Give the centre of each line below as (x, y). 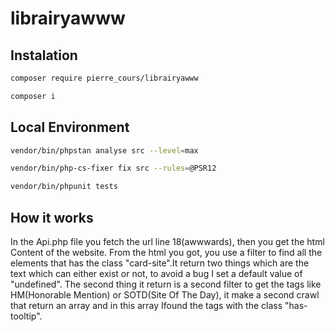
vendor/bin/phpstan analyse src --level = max (104, 150)
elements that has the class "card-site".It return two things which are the (160, 263)
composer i (33, 96)
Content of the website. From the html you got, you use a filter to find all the (166, 252)
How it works (52, 217)
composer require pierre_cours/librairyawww (104, 78)
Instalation (44, 55)
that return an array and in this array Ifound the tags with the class (146, 305)
